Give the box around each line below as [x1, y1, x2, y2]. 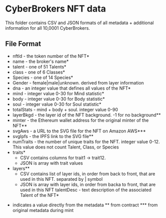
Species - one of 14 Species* [12, 74, 73, 81]
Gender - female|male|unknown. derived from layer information [12, 80, 144, 86]
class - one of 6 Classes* [12, 69, 65, 75]
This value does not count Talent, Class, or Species [12, 144, 119, 150]
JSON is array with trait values [20, 160, 83, 166]
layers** [12, 165, 30, 171]
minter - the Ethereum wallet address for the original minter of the [12, 117, 149, 123]
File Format [5, 40, 41, 48]
